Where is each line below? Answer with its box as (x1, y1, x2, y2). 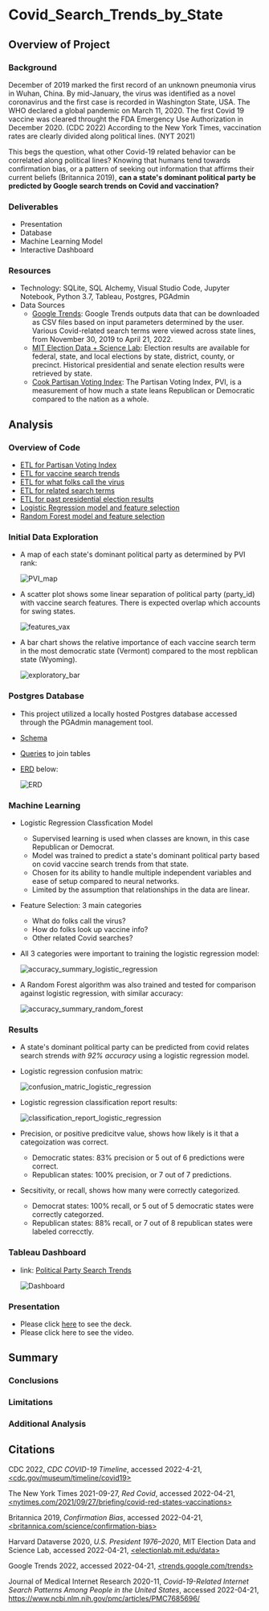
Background (8, 62, 58, 73)
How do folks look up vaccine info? (31, 925, 149, 935)
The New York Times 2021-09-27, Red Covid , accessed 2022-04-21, (8, 1488, 235, 1498)
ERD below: (19, 764, 59, 774)
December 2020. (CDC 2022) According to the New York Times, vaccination (8, 122, 262, 132)
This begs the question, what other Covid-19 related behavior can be (8, 146, 236, 156)
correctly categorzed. (31, 1210, 104, 1219)
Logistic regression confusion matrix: (19, 1066, 143, 1076)
